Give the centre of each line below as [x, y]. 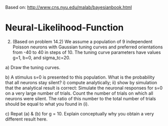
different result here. [26, 119]
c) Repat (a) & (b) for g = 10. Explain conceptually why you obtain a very [80, 113]
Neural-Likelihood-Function [65, 28]
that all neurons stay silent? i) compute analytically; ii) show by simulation [81, 82]
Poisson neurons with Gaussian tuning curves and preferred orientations [88, 47]
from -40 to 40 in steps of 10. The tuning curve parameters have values [87, 52]
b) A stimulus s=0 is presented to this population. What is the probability [80, 77]
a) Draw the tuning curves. [33, 67]
